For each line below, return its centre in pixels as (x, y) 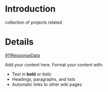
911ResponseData (22, 55)
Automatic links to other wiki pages (47, 84)
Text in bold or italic (32, 74)
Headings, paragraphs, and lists (44, 79)
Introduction (30, 9)
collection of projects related (34, 22)
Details (19, 42)
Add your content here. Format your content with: (54, 64)
